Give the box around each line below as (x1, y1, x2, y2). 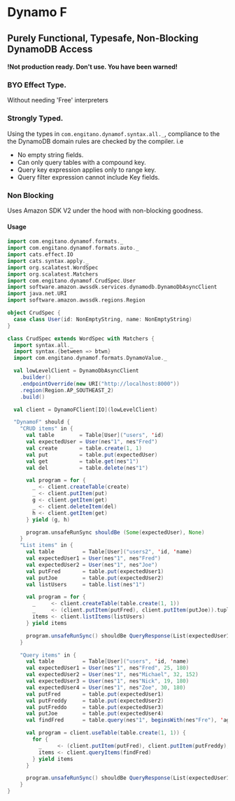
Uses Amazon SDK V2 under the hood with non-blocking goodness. (7, 206, 204, 215)
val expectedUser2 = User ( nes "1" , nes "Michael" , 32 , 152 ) (25, 671, 199, 678)
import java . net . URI (7, 290, 68, 297)
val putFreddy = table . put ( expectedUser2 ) (25, 697, 164, 704)
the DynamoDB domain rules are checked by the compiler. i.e (7, 137, 184, 145)
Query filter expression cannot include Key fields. (17, 173, 160, 181)
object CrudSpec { (7, 309, 61, 316)
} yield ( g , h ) (25, 516, 71, 523)
